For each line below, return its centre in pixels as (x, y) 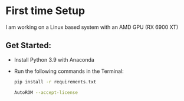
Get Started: (28, 46)
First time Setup (45, 11)
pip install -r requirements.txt (55, 82)
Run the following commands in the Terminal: (69, 71)
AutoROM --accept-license (46, 92)
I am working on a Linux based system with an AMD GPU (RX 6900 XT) (92, 27)
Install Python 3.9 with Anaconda (54, 59)
